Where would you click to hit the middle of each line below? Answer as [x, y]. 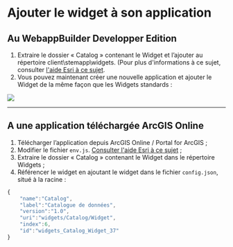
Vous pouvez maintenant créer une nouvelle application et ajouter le [114, 77]
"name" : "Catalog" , [46, 198]
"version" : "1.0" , [45, 212]
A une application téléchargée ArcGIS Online [106, 126]
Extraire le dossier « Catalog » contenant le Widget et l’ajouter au [110, 55]
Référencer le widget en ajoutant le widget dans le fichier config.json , [118, 172]
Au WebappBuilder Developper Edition [92, 39]
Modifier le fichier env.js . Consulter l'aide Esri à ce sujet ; [100, 150]
